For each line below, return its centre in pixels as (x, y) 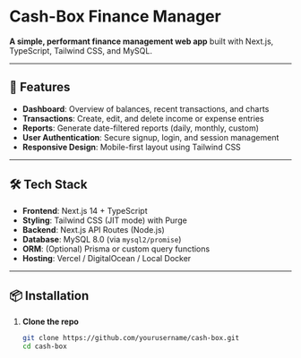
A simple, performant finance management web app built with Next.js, (142, 41)
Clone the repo (50, 322)
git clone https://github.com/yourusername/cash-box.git (131, 338)
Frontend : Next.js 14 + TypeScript (85, 210)
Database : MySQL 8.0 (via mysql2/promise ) (102, 239)
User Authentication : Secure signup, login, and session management (150, 137)
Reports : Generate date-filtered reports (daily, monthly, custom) (141, 128)
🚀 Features (40, 87)
